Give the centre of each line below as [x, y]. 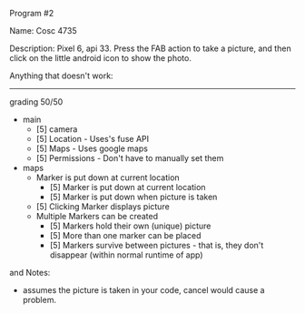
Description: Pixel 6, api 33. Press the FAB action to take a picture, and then [151, 48]
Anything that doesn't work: [61, 76]
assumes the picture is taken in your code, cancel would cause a [143, 290]
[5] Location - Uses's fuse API [93, 139]
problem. [39, 300]
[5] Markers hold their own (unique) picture [130, 226]
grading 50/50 [36, 102]
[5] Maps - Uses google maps [92, 148]
